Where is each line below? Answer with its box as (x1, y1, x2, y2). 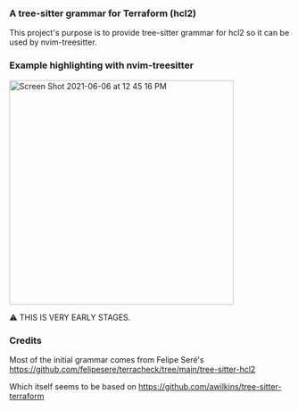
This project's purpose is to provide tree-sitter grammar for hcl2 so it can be (9, 28, 290, 38)
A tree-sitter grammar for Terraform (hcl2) (9, 7, 196, 20)
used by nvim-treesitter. (9, 37, 97, 47)
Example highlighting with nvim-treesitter (9, 59, 195, 71)
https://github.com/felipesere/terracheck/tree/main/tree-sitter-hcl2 (9, 364, 256, 374)
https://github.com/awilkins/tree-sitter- (137, 381, 282, 391)
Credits (9, 334, 42, 347)
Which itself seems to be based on (9, 381, 137, 391)
